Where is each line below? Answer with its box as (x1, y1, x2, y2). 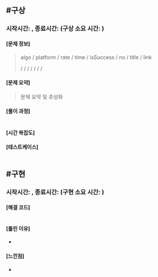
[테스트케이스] (6, 143, 39, 151)
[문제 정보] (6, 40, 30, 47)
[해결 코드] (6, 204, 30, 211)
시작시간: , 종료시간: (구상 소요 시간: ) (6, 25, 104, 33)
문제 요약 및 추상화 (20, 93, 63, 100)
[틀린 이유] (6, 225, 30, 232)
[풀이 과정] (6, 108, 30, 115)
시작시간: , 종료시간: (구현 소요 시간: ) (6, 188, 104, 196)
